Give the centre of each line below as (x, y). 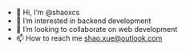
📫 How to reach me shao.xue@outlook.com (89, 38)
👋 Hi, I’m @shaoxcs (48, 12)
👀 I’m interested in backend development (83, 21)
